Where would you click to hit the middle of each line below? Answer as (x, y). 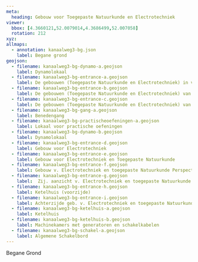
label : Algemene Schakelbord (52, 236)
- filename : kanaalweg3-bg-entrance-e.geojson (70, 154)
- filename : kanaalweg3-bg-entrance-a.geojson (70, 77)
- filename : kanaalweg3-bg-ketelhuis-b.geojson (71, 220)
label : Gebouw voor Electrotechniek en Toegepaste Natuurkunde (96, 160)
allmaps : (17, 45)
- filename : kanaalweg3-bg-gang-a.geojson (64, 110)
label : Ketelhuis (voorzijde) (54, 192)
